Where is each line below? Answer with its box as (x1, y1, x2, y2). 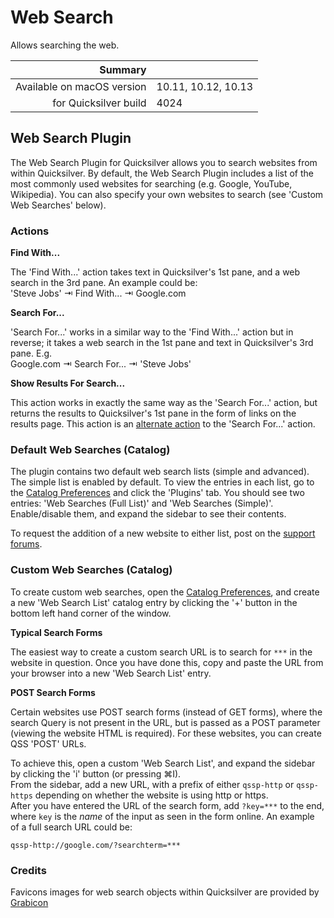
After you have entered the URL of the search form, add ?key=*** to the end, (10, 799, 325, 811)
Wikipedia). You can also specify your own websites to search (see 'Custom (10, 188, 324, 200)
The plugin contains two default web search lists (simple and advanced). (10, 466, 310, 478)
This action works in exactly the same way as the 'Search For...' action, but (10, 397, 318, 409)
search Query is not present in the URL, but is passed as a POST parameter (10, 716, 321, 728)
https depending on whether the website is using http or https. (10, 789, 269, 801)
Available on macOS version (15, 79, 147, 93)
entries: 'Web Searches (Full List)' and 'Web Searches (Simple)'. (10, 497, 274, 510)
